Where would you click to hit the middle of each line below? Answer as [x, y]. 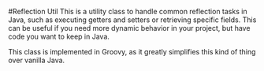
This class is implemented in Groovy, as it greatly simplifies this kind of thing [132, 52]
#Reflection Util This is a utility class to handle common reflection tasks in [128, 11]
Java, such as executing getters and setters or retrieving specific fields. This [132, 20]
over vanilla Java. [37, 60]
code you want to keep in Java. [59, 36]
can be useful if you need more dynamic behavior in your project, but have [129, 28]
